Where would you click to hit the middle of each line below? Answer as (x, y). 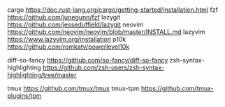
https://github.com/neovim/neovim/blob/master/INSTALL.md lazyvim (106, 32)
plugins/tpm (24, 96)
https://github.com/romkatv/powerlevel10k (68, 47)
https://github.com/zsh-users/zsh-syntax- (103, 67)
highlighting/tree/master (42, 75)
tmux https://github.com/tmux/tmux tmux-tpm (73, 88)
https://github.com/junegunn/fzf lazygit (64, 17)
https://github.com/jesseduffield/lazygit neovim (75, 25)
